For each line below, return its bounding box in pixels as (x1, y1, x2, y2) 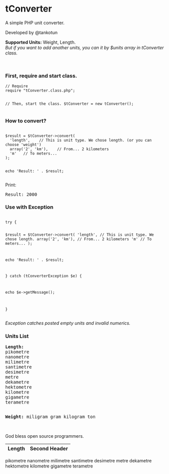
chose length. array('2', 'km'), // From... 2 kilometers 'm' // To (5, 236, 152, 242)
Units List (5, 332, 29, 340)
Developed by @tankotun (5, 29, 58, 35)
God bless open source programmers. (5, 433, 84, 439)
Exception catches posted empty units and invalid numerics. (5, 320, 131, 326)
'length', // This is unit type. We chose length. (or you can (10, 138, 152, 143)
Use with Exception (5, 204, 54, 211)
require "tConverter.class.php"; (5, 88, 75, 93)
